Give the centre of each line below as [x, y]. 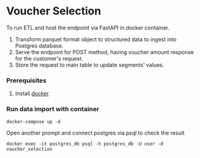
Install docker [32, 94]
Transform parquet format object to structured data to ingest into [96, 39]
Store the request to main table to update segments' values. [89, 65]
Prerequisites [26, 81]
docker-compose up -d [34, 121]
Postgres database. [39, 46]
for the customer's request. [49, 58]
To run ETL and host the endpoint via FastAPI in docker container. [88, 28]
